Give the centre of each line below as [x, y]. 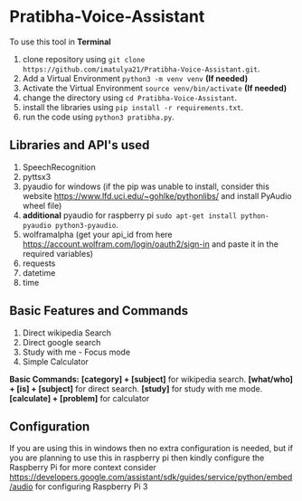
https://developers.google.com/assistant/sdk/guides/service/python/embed [151, 477]
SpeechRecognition [59, 167]
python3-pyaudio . [87, 224]
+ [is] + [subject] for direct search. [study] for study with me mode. [136, 388]
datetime [39, 272]
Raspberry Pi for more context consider [83, 468]
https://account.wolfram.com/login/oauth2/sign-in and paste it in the [150, 244]
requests [39, 263]
